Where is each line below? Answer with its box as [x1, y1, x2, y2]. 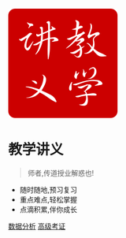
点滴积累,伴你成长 [19, 204, 77, 214]
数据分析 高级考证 [8, 221, 65, 231]
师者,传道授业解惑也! [27, 168, 94, 177]
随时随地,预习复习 [19, 184, 77, 194]
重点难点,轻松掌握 [19, 195, 77, 204]
